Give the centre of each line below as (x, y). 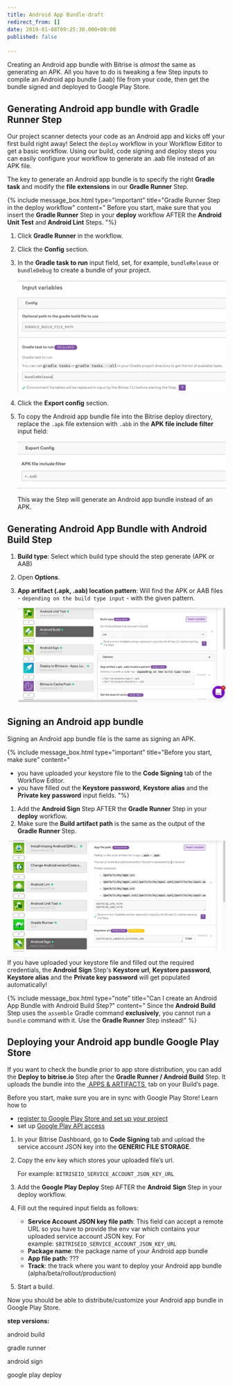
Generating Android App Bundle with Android (107, 529)
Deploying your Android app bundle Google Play (113, 1042)
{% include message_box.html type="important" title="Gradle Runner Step (114, 200)
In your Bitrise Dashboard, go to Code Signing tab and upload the (111, 1139)
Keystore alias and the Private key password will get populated (99, 977)
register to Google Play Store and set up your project (93, 1118)
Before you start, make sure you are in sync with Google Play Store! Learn (113, 1098)
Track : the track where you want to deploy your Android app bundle (124, 1266)
